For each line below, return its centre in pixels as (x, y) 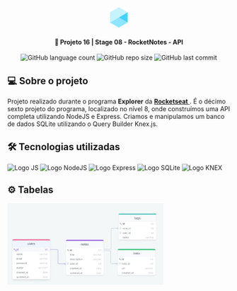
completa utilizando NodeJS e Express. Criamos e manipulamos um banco (116, 117)
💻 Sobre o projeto (48, 81)
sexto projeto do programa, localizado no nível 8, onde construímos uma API (119, 109)
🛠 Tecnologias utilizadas (64, 147)
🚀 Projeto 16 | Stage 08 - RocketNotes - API (119, 42)
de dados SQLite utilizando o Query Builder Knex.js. (82, 124)
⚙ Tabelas (30, 190)
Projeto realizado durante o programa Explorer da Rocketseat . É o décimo (117, 101)
